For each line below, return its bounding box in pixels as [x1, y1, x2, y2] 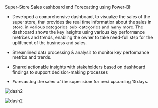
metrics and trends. [12, 54, 52, 60]
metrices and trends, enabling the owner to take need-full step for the [12, 34, 153, 40]
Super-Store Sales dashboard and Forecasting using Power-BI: [5, 4, 132, 10]
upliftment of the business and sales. [12, 40, 87, 46]
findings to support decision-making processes [12, 69, 108, 75]
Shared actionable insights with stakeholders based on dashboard [12, 64, 146, 70]
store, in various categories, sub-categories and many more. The [12, 24, 143, 30]
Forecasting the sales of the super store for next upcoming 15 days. [12, 79, 148, 84]
